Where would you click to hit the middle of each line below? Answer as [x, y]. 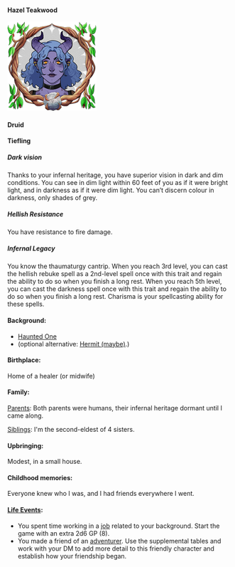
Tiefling [19, 141]
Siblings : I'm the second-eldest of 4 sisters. [71, 429]
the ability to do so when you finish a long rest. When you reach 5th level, [115, 282]
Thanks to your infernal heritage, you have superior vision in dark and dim [115, 175]
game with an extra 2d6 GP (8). [64, 533]
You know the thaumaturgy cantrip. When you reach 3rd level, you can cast [118, 266]
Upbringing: [26, 445]
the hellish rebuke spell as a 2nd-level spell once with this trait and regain [115, 274]
